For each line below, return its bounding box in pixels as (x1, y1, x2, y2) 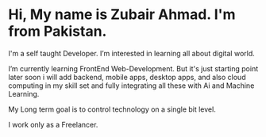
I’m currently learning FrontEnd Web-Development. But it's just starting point (8, 63, 259, 73)
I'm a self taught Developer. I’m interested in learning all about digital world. (8, 48, 256, 58)
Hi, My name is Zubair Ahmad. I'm (8, 6, 236, 24)
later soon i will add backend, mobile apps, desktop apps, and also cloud (8, 72, 246, 82)
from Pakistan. (8, 22, 107, 40)
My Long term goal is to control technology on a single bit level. (8, 105, 216, 114)
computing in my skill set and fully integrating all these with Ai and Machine (8, 81, 255, 90)
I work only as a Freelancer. (8, 120, 98, 129)
